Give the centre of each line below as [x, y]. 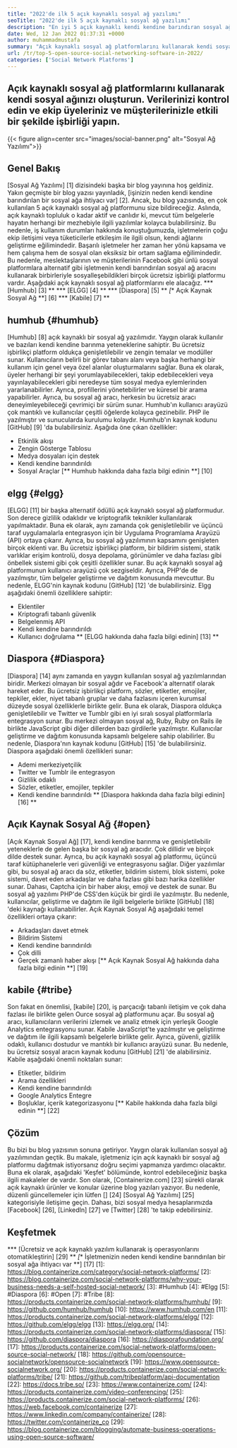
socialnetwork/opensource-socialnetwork [68, 1362]
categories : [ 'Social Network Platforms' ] [71, 60]
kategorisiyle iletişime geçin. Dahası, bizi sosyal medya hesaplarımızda [110, 1203]
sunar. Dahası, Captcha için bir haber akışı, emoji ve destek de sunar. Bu [112, 886]
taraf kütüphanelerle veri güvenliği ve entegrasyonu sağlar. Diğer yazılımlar [116, 864]
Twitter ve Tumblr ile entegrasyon [66, 772]
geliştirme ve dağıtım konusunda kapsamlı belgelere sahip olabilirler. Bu [111, 736]
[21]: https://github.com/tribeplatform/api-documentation [137, 1377]
